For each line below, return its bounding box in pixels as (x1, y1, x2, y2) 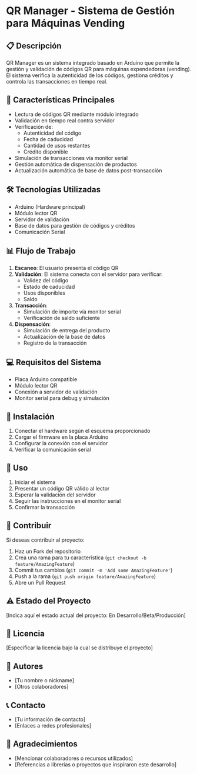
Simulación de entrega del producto (23, 327, 111, 334)
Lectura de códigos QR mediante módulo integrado (14, 111, 139, 118)
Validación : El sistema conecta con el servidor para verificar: (14, 271, 163, 278)
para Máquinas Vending (6, 16, 125, 30)
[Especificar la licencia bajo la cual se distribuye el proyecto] (6, 644, 153, 651)
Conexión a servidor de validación (14, 388, 98, 395)
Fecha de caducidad (23, 135, 74, 142)
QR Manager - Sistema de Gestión (6, 4, 175, 18)
